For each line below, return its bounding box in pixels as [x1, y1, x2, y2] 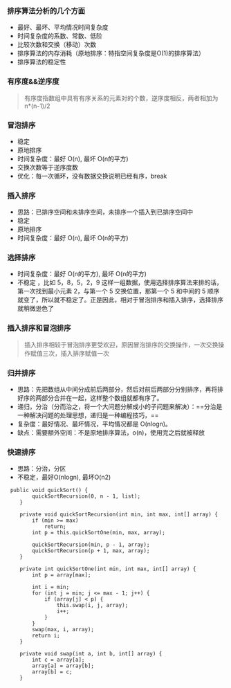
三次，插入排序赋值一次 [42, 349, 109, 357]
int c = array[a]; [32, 656, 85, 664]
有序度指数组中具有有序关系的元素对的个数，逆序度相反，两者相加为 [24, 93, 219, 102]
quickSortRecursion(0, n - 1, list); [32, 493, 140, 500]
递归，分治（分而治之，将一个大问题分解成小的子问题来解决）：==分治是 [17, 403, 223, 411]
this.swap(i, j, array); [56, 602, 129, 609]
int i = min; [32, 583, 70, 591]
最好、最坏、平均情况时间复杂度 [17, 23, 109, 32]
